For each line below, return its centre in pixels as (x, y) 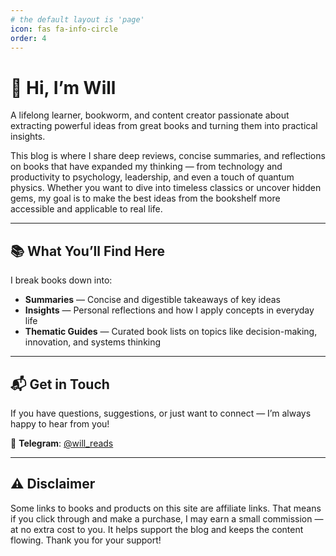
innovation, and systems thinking (93, 342)
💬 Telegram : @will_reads (62, 443)
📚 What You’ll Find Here (87, 251)
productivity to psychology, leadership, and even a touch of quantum (152, 177)
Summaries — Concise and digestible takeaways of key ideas (152, 300)
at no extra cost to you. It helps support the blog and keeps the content (157, 529)
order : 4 (28, 38)
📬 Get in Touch (60, 384)
